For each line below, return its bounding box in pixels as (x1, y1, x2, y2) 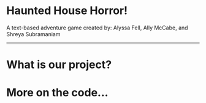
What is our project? (6, 58, 112, 72)
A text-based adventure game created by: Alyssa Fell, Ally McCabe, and (6, 24, 188, 31)
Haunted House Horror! (6, 4, 128, 18)
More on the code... (6, 86, 109, 100)
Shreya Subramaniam (6, 30, 61, 37)
